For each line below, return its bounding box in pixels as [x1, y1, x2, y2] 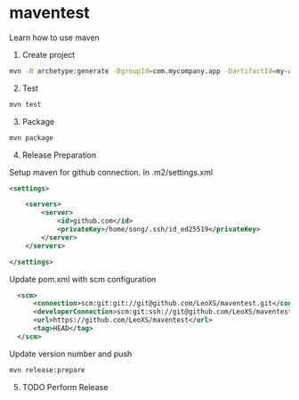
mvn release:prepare [9, 365, 86, 374]
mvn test [9, 100, 42, 109]
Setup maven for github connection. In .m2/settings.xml [9, 167, 214, 177]
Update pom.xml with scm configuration [9, 273, 157, 284]
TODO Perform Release [21, 381, 109, 392]
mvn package [9, 133, 53, 143]
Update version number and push [9, 348, 133, 359]
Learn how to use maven [9, 32, 101, 43]
